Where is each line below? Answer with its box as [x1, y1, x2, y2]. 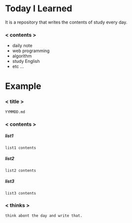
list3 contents [5, 191, 36, 195]
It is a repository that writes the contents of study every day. [5, 19, 128, 25]
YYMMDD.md [5, 109, 26, 114]
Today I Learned [5, 3, 72, 14]
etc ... [12, 63, 24, 69]
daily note [12, 43, 33, 49]
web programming [12, 48, 50, 54]
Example [5, 81, 41, 92]
